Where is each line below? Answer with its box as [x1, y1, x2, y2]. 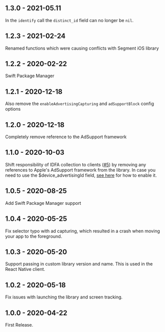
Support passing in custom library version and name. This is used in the [5, 261, 153, 267]
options [5, 106, 21, 112]
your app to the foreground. [5, 233, 62, 239]
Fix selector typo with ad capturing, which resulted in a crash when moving [5, 228, 160, 234]
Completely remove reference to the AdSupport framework [5, 134, 126, 140]
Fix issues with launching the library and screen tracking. [5, 294, 123, 300]
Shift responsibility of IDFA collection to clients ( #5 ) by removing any [5, 161, 146, 167]
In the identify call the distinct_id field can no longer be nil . [5, 17, 134, 23]
